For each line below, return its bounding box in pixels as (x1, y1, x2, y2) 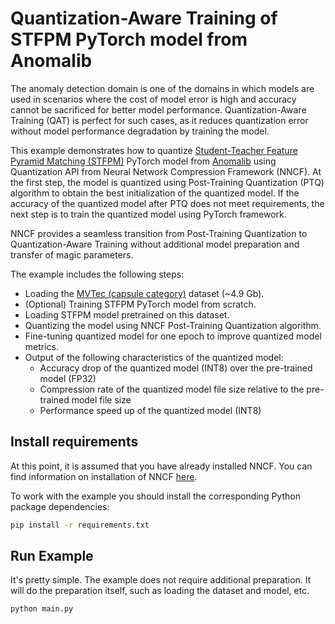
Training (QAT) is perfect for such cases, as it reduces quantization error (10, 114, 309, 126)
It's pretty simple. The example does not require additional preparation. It (10, 574, 312, 586)
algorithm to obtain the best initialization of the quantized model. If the (10, 187, 300, 199)
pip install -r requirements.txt (10, 520, 150, 530)
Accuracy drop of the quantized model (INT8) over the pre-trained (39, 362, 313, 374)
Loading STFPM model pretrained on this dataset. (24, 308, 230, 321)
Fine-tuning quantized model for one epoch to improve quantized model (24, 330, 322, 342)
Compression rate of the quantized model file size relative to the (39, 383, 305, 395)
